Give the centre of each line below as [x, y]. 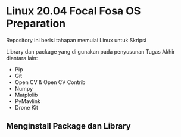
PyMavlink [27, 101]
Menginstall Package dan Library [68, 126]
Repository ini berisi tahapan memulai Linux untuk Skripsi [77, 40]
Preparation [36, 24]
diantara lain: [22, 58]
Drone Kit [26, 107]
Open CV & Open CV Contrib [50, 82]
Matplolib [26, 95]
